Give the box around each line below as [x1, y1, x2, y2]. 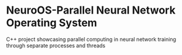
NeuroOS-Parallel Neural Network [6, 4, 176, 17]
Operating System [6, 16, 97, 30]
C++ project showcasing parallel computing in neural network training [6, 35, 176, 43]
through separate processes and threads [6, 42, 106, 49]
